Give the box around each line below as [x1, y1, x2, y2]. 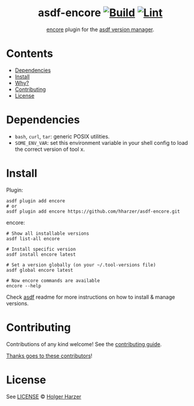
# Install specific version [6, 246, 76, 252]
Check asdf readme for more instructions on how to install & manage [6, 293, 175, 301]
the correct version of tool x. [14, 146, 85, 153]
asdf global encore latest [6, 267, 73, 273]
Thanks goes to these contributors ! [6, 352, 93, 359]
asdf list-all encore [6, 235, 60, 242]
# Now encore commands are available [6, 277, 100, 284]
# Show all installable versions [6, 231, 90, 237]
